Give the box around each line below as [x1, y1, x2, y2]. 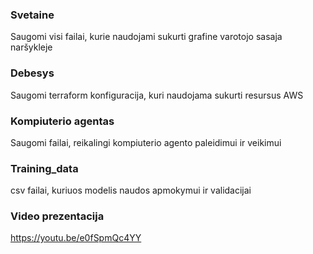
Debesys [10, 66, 55, 80]
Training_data [10, 161, 79, 175]
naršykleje [10, 41, 53, 53]
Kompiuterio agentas [10, 114, 115, 128]
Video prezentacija [10, 209, 105, 223]
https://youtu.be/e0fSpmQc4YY [10, 232, 142, 244]
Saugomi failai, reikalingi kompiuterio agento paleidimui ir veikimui [10, 136, 282, 148]
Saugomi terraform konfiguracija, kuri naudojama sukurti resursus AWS [10, 89, 304, 101]
